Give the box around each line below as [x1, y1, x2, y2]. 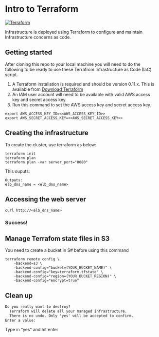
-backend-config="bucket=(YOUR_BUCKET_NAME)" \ [14, 265, 112, 270]
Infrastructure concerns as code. [5, 34, 71, 40]
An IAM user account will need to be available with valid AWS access [12, 91, 151, 97]
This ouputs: [5, 168, 30, 174]
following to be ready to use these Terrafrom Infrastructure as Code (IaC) [5, 66, 152, 72]
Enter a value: [5, 318, 36, 323]
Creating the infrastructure [5, 129, 88, 137]
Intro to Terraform [5, 3, 79, 15]
